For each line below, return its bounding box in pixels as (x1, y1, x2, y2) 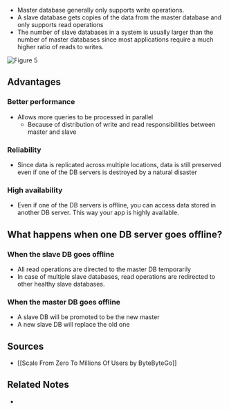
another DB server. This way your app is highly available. (17, 208, 179, 217)
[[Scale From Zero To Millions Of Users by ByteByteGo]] (17, 359, 177, 367)
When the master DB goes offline (7, 297, 121, 307)
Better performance (7, 97, 75, 107)
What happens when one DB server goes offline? (7, 228, 223, 240)
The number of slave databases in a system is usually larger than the (17, 28, 214, 36)
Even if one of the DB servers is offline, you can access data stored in (17, 201, 217, 210)
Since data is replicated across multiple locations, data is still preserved (17, 160, 221, 169)
